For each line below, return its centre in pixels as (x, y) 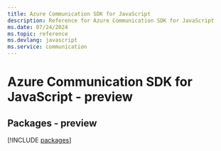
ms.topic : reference (38, 34)
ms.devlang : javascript (43, 40)
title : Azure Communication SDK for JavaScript (79, 14)
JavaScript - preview (70, 97)
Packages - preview (52, 123)
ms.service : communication (47, 47)
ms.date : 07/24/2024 (38, 27)
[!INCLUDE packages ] (39, 140)
